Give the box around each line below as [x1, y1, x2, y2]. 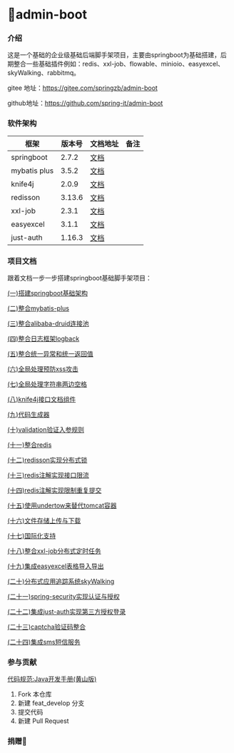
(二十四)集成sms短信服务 [7, 638, 81, 647]
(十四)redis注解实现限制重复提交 [7, 486, 102, 495]
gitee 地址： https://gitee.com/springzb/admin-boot [7, 84, 158, 92]
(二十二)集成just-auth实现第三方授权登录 [7, 607, 126, 616]
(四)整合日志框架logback [7, 335, 80, 343]
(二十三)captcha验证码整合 [7, 622, 86, 631]
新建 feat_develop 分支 [17, 699, 85, 707]
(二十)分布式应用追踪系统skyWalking [7, 577, 115, 586]
